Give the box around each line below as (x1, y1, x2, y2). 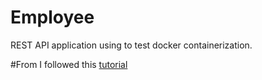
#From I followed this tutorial (10, 58, 128, 70)
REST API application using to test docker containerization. (10, 39, 253, 51)
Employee (10, 6, 95, 29)
